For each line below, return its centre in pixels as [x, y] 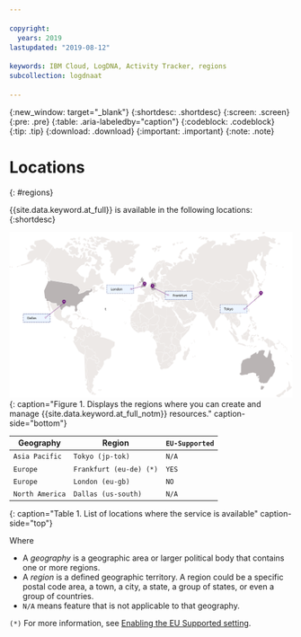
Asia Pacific [37, 457]
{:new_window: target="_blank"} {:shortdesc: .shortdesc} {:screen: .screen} [150, 111]
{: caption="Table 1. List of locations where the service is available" [134, 513]
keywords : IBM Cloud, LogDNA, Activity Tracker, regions [118, 66]
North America [40, 494]
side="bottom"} [38, 423]
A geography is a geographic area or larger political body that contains [153, 558]
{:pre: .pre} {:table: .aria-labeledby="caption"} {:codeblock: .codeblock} [142, 121]
